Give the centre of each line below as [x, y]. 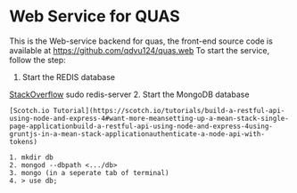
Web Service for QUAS [95, 16]
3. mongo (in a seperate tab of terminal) [89, 173]
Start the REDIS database [69, 76]
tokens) [24, 141]
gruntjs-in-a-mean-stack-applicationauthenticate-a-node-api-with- [137, 134]
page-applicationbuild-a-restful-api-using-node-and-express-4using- [141, 126]
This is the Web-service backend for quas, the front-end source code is [141, 41]
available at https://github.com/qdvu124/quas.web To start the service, [140, 50]
